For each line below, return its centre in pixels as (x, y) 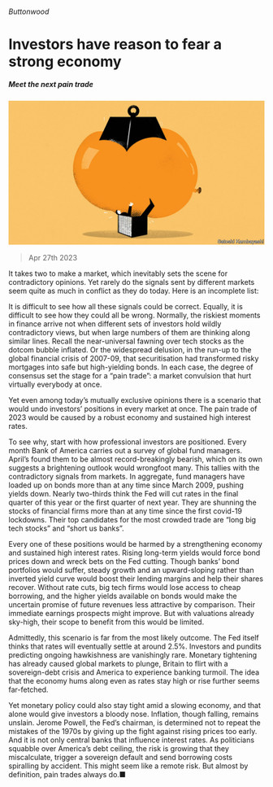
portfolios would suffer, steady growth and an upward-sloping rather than (131, 571)
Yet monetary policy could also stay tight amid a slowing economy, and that (135, 706)
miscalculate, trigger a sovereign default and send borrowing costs (121, 758)
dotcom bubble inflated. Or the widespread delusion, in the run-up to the (130, 350)
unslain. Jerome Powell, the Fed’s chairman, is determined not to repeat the (135, 723)
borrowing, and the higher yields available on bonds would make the (123, 596)
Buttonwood (29, 11)
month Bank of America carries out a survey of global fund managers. (125, 451)
